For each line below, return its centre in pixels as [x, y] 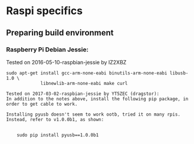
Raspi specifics [45, 11]
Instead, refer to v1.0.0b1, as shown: [55, 119]
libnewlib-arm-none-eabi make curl [84, 83]
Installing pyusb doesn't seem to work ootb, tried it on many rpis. [93, 114]
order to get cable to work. [42, 104]
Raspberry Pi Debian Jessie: [47, 50]
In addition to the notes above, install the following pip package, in [97, 99]
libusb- [179, 73]
